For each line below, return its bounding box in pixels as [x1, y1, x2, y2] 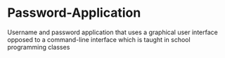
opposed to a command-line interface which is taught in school [7, 35, 191, 43]
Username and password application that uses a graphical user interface [7, 28, 218, 36]
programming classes [7, 43, 70, 51]
